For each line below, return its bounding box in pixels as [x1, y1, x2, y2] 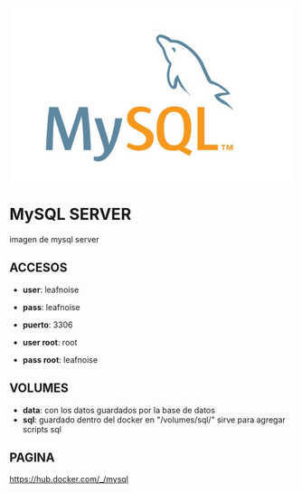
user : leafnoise [22, 284, 80, 295]
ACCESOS [9, 261, 68, 276]
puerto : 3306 [22, 319, 74, 330]
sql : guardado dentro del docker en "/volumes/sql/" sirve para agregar [22, 414, 287, 425]
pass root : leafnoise [22, 354, 98, 365]
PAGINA [9, 450, 56, 465]
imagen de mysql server [9, 233, 99, 244]
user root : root [22, 337, 78, 347]
